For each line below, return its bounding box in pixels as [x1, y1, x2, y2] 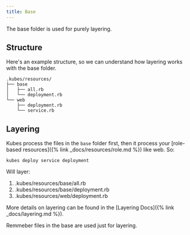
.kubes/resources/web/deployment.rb [14, 193, 108, 200]
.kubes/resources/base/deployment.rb [14, 186, 110, 193]
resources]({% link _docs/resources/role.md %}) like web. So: [23, 146, 175, 153]
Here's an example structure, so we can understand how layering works [6, 58, 183, 66]
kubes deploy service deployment [6, 158, 89, 164]
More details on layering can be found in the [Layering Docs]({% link [6, 204, 175, 211]
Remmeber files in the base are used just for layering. [6, 222, 138, 229]
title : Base [6, 8, 36, 15]
